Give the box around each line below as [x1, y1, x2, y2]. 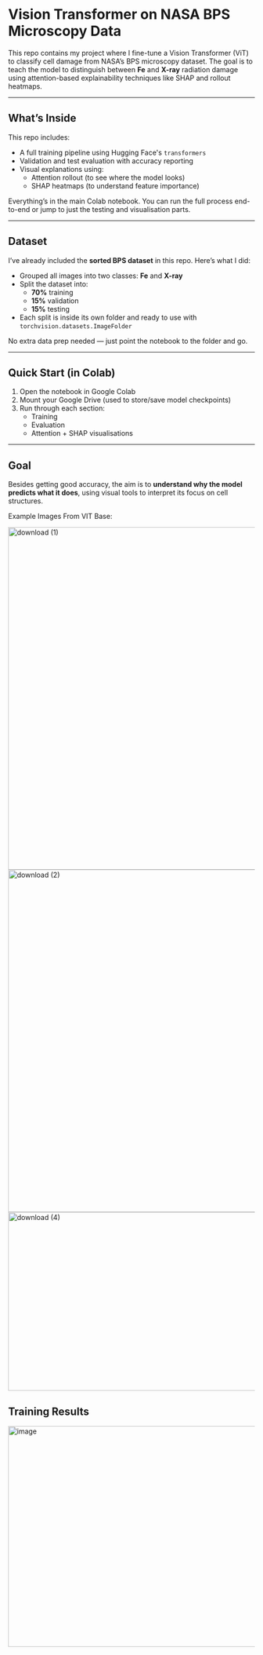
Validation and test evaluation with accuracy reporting [19, 155, 194, 166]
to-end [8, 204, 31, 214]
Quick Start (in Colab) [8, 366, 116, 379]
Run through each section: [19, 404, 106, 413]
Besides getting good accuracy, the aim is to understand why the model [8, 480, 243, 489]
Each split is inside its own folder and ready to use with [19, 312, 197, 322]
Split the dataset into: [19, 279, 88, 288]
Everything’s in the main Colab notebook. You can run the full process [8, 196, 233, 206]
